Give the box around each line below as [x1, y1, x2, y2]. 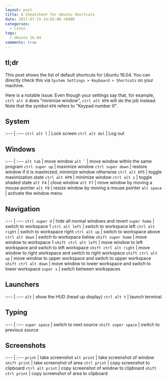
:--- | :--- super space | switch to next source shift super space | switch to [5, 321, 160, 327]
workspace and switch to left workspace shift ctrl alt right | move [5, 245, 150, 250]
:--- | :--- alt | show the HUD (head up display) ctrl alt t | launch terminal [5, 293, 162, 299]
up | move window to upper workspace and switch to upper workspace [5, 255, 151, 261]
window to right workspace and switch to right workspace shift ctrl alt [5, 250, 157, 256]
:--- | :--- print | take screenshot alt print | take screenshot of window [5, 354, 154, 360]
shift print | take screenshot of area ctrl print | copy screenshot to [5, 360, 150, 366]
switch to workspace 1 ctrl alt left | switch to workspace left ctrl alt [5, 223, 155, 229]
